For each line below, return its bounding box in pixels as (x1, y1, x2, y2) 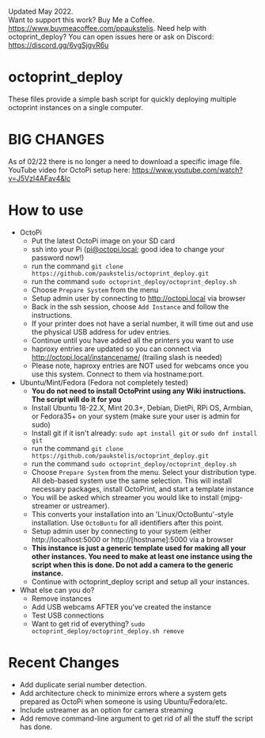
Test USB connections (31, 610, 104, 620)
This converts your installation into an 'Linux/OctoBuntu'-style (31, 509, 234, 518)
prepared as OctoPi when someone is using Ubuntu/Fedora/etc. (19, 697, 228, 706)
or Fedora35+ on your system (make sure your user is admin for (31, 411, 240, 421)
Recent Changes (8, 654, 120, 671)
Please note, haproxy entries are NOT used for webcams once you (31, 361, 249, 370)
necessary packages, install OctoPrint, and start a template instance (31, 484, 255, 494)
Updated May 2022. (8, 7, 74, 16)
